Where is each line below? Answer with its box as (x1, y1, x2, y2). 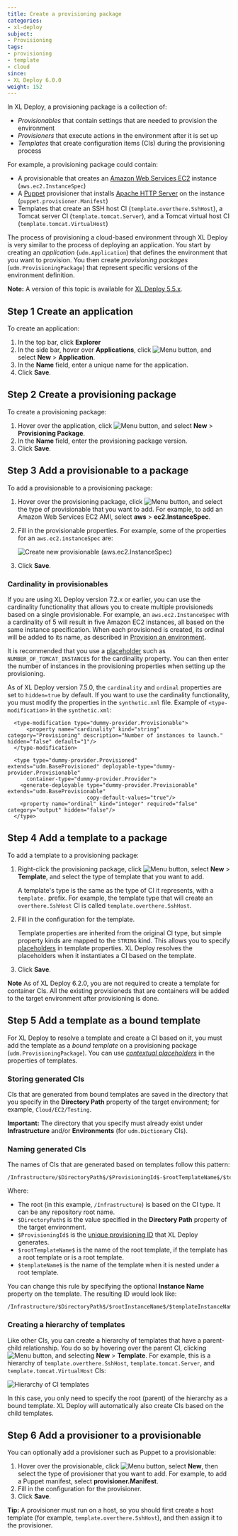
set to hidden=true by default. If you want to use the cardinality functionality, (7, 690, 230, 699)
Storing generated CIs (7, 1074, 85, 1084)
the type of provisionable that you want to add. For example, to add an (17, 505, 223, 513)
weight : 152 (7, 83, 42, 90)
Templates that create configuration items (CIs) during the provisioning (17, 139, 225, 148)
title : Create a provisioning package (7, 10, 122, 18)
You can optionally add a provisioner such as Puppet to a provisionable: (7, 1448, 217, 1457)
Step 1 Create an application (7, 305, 133, 317)
